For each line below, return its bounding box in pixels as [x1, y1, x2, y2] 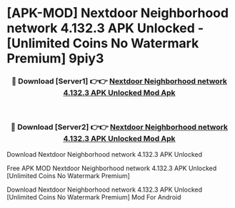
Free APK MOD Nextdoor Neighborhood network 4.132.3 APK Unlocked [6, 164, 217, 172]
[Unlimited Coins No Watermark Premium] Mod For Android [6, 192, 181, 201]
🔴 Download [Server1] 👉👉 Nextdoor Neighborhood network [11, 76, 228, 86]
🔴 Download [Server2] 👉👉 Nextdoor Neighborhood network [11, 123, 228, 132]
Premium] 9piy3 [6, 51, 104, 67]
